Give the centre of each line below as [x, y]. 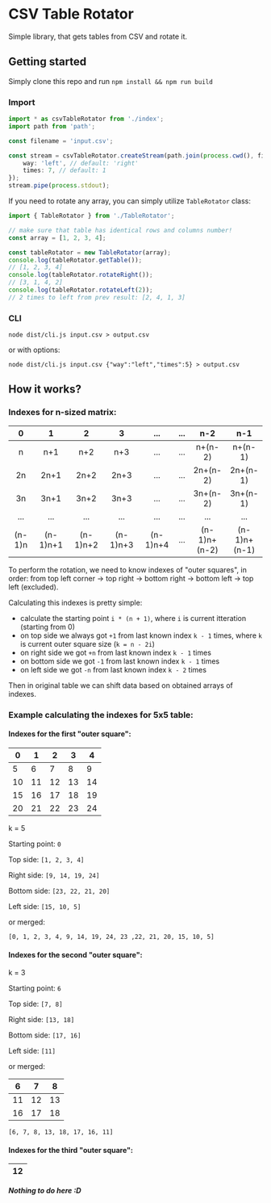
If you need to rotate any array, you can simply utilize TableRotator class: [130, 201]
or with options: [34, 350]
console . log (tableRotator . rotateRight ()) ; [81, 275]
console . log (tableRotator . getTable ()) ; [75, 260]
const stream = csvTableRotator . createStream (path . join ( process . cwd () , [131, 155]
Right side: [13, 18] [42, 1020]
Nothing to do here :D [45, 1191]
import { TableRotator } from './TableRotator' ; [92, 216]
